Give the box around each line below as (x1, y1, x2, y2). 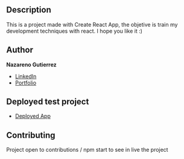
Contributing (6, 130, 56, 140)
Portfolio (14, 79, 37, 86)
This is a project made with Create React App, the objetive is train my (6, 21, 178, 28)
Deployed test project (6, 97, 89, 107)
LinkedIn (14, 73, 37, 80)
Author (6, 45, 33, 55)
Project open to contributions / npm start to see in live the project (6, 146, 168, 154)
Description (6, 5, 51, 15)
